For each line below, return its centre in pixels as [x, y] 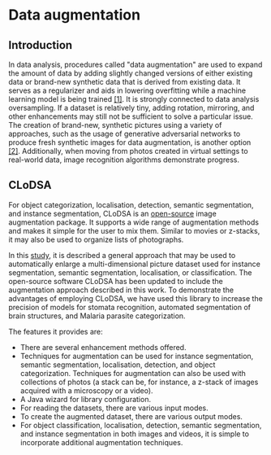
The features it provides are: [56, 331]
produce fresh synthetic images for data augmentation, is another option [130, 142]
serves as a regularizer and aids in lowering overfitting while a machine [127, 90]
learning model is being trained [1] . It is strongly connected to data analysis [134, 99]
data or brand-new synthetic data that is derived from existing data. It [125, 82]
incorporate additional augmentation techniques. [101, 442]
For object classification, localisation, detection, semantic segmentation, [141, 425]
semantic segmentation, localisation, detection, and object [118, 365]
